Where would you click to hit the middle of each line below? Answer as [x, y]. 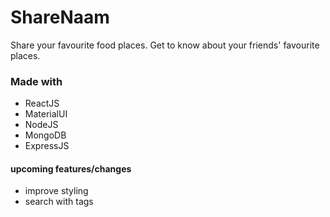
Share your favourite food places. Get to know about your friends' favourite [165, 45]
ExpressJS [47, 146]
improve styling [56, 191]
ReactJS [42, 103]
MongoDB [45, 135]
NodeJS [41, 125]
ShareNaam [60, 17]
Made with [36, 81]
